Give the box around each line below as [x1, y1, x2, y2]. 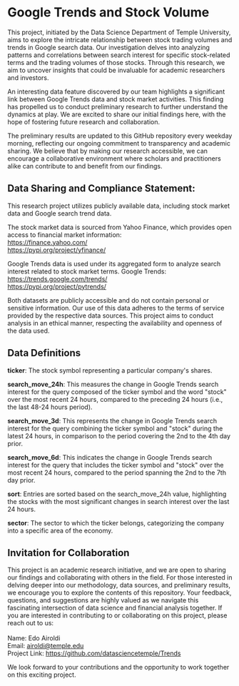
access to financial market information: [7, 230, 122, 239]
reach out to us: [7, 619, 54, 627]
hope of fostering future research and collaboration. [7, 117, 161, 126]
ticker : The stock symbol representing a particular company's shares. [7, 365, 213, 375]
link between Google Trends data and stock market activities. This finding [7, 94, 224, 104]
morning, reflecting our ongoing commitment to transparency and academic [7, 138, 230, 147]
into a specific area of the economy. [7, 526, 113, 535]
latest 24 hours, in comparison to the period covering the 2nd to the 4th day [7, 431, 230, 440]
